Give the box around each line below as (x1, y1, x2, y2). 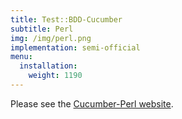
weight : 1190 (28, 71, 83, 81)
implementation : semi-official (10, 42, 141, 53)
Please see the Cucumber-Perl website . (10, 97, 174, 110)
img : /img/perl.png (10, 33, 92, 43)
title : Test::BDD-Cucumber (10, 14, 123, 25)
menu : (10, 52, 33, 62)
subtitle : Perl (10, 24, 74, 34)
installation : (19, 61, 78, 71)
